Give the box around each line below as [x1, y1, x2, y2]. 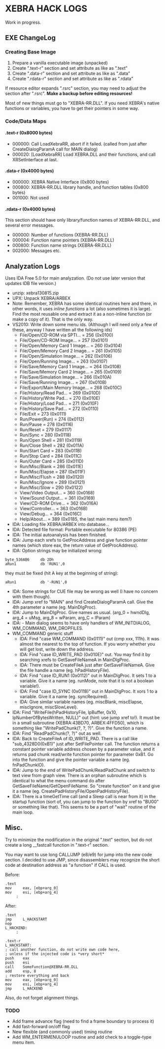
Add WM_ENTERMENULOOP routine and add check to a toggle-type [12, 1034, 152, 1040]
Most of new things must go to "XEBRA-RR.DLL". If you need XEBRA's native [5, 100, 160, 106]
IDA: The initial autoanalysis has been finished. [12, 531, 107, 537]
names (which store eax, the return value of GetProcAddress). [12, 542, 138, 548]
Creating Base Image [5, 48, 56, 55]
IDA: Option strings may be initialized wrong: [12, 547, 102, 553]
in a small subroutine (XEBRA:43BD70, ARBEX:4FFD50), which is [12, 719, 144, 725]
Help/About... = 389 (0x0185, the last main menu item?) [19, 516, 132, 522]
